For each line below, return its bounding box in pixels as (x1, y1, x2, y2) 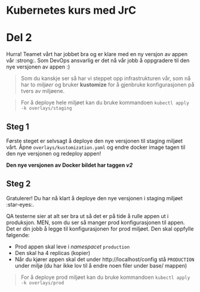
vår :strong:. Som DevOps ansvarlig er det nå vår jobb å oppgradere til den (6, 57, 190, 64)
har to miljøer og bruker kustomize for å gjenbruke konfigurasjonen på (20, 81, 195, 88)
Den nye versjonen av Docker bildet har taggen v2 (6, 161, 133, 169)
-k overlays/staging (20, 105, 72, 111)
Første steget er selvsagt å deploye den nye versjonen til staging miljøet (6, 137, 183, 144)
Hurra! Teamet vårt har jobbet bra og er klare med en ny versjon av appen (6, 51, 188, 58)
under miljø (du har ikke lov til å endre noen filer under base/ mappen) (14, 262, 187, 269)
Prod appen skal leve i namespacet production (14, 243, 130, 250)
